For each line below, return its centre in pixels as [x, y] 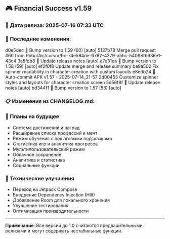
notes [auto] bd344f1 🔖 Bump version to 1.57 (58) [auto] [63, 88]
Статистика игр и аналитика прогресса [55, 144]
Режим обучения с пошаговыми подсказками [62, 138]
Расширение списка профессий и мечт [55, 133]
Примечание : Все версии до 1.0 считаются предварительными [74, 226]
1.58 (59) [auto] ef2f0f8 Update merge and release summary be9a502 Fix [82, 66]
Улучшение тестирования [40, 206]
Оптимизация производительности [51, 211]
